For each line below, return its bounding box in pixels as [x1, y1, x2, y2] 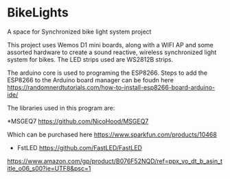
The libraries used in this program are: [7, 104, 115, 112]
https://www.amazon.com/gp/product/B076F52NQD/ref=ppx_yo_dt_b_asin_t [7, 156, 223, 165]
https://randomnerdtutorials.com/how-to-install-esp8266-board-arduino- [7, 83, 216, 91]
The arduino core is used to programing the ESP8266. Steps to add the [7, 69, 208, 77]
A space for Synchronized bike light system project [7, 27, 152, 36]
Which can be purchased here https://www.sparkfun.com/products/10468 [7, 130, 218, 139]
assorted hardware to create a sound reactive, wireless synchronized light [7, 48, 217, 56]
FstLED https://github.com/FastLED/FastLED [16, 143, 143, 152]
